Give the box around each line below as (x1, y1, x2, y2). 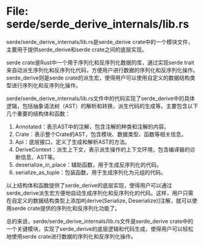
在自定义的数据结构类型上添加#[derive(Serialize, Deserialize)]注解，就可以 (6, 197, 192, 204)
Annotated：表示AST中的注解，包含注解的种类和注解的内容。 (15, 123, 169, 130)
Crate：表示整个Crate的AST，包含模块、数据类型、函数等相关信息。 (15, 130, 187, 138)
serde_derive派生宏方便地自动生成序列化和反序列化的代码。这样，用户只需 (6, 189, 194, 197)
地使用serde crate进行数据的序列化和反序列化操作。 (6, 233, 136, 240)
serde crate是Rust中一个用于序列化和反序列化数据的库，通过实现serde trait (6, 59, 195, 66)
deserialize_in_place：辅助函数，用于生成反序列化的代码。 (15, 161, 163, 168)
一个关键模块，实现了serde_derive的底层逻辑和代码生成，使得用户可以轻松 (6, 225, 194, 233)
